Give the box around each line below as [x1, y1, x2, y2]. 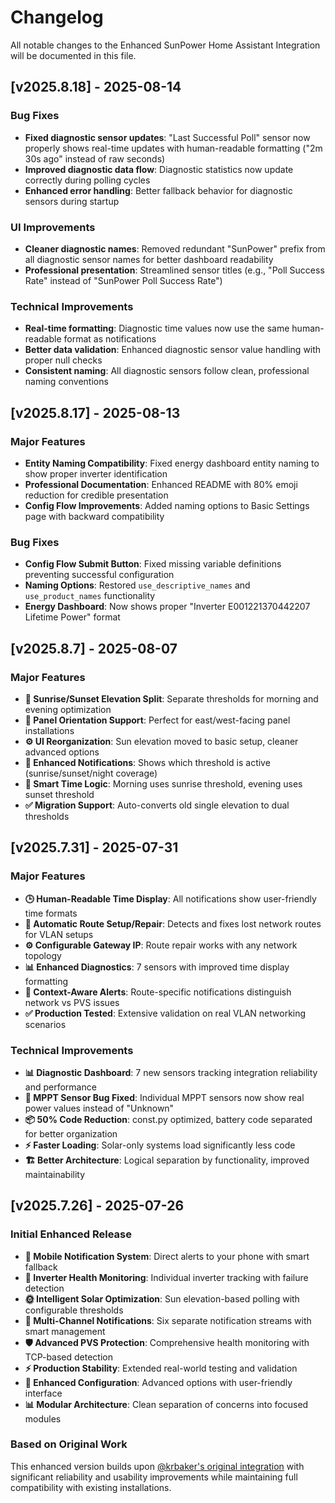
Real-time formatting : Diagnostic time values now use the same [24, 322, 290, 335]
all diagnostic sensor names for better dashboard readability [24, 253, 274, 265]
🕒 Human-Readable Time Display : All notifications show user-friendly [24, 892, 317, 905]
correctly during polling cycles [24, 174, 151, 186]
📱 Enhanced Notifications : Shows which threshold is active [24, 756, 271, 768]
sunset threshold [24, 788, 95, 800]
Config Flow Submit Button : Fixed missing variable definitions [24, 558, 282, 570]
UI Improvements [10, 220, 96, 234]
